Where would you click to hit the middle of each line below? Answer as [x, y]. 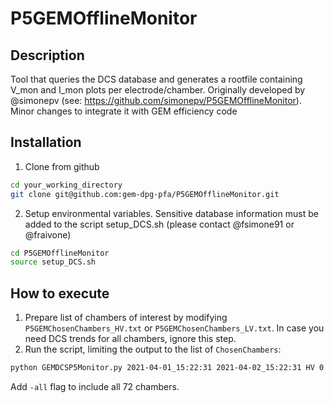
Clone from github [62, 166]
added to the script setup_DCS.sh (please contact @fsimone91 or [159, 224]
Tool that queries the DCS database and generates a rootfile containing [156, 79]
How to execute [60, 293]
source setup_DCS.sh [53, 262]
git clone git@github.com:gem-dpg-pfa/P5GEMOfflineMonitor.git [145, 194]
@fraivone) [48, 234]
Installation [46, 142]
